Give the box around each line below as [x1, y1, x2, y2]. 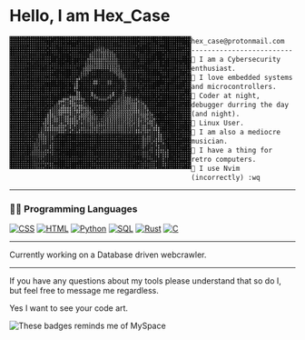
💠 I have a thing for [191, 145, 273, 155]
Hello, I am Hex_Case [9, 5, 171, 26]
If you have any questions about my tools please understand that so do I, [9, 275, 281, 286]
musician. [191, 136, 229, 145]
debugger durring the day [191, 100, 289, 109]
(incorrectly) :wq [191, 173, 261, 182]
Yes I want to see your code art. [9, 303, 129, 314]
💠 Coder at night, [191, 91, 261, 100]
